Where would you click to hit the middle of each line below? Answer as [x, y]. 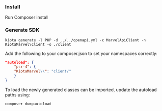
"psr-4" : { [25, 67]
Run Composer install [27, 18]
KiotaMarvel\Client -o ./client [38, 44]
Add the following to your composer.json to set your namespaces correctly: [81, 53]
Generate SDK [22, 30]
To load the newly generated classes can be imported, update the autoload [81, 90]
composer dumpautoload [28, 104]
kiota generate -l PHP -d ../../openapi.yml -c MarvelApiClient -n [76, 40]
